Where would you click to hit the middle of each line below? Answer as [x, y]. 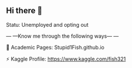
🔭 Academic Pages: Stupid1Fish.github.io [55, 47]
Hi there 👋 [24, 11]
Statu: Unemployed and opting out [47, 24]
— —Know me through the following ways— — [62, 36]
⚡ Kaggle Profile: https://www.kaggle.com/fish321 [66, 59]
